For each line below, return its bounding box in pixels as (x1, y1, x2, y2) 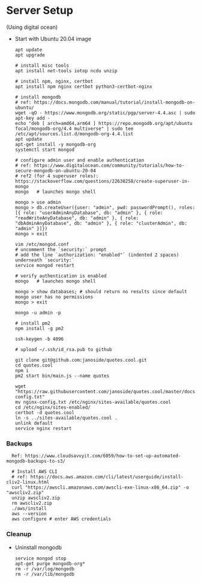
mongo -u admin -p (14, 310, 61, 316)
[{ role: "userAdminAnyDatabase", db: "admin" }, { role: (14, 210, 163, 216)
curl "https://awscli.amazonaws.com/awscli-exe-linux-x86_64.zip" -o (11, 484, 189, 490)
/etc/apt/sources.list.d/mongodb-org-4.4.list (14, 130, 134, 137)
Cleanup (6, 530, 32, 539)
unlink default (14, 420, 53, 426)
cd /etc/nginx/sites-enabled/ (14, 404, 91, 411)
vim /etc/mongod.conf (14, 241, 69, 247)
